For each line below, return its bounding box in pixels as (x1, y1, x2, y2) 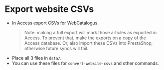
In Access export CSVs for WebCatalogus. (11, 20, 99, 26)
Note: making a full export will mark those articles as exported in (24, 29, 157, 35)
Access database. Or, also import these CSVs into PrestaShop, (24, 40, 153, 46)
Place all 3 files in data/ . (11, 55, 62, 61)
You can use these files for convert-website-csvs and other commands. (11, 60, 159, 66)
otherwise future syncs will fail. (24, 45, 89, 51)
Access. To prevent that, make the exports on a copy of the (24, 35, 147, 41)
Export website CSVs (4, 3, 94, 15)
